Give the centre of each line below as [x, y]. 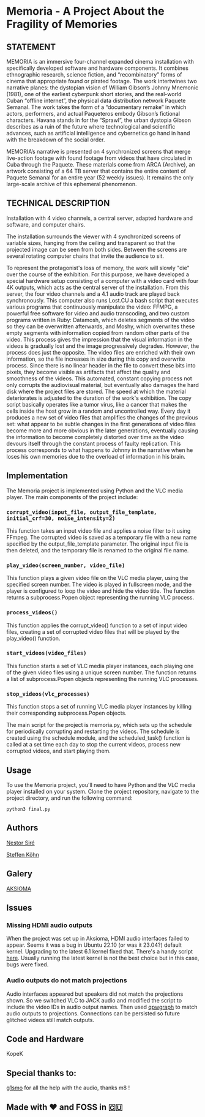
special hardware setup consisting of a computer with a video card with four [102, 280]
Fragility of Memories [62, 24]
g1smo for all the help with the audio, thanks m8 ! [68, 1088]
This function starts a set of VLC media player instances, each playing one [100, 666]
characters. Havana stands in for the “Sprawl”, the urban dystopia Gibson [99, 120]
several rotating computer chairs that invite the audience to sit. [85, 256]
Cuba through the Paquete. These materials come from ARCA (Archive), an [101, 164]
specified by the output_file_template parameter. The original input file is [97, 544]
